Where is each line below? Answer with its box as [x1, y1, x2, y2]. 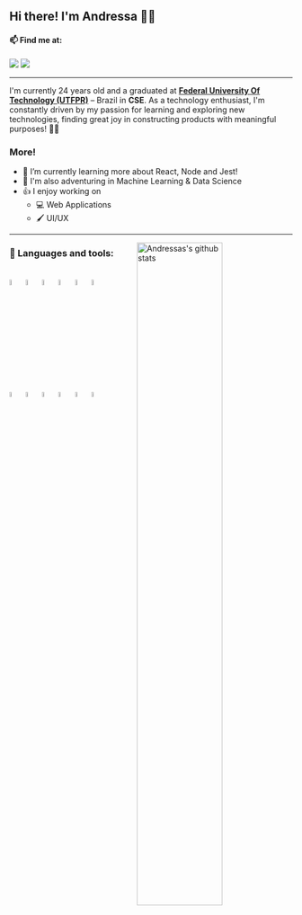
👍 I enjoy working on [22, 185, 102, 196]
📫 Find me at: [9, 34, 63, 45]
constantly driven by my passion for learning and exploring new [9, 104, 245, 115]
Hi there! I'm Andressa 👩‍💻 [9, 9, 156, 24]
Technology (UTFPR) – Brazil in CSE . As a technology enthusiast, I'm [9, 94, 265, 105]
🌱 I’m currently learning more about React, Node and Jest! [22, 165, 238, 176]
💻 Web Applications [35, 199, 112, 209]
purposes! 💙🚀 [9, 123, 60, 134]
